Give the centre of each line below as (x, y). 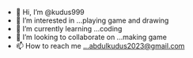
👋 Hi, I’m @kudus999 (50, 12)
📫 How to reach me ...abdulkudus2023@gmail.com (100, 46)
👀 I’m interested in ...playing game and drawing (92, 20)
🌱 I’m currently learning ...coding (69, 29)
